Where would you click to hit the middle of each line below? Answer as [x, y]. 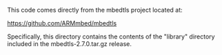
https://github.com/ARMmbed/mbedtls [62, 23]
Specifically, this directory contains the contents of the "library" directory [111, 36]
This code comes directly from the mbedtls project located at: [95, 10]
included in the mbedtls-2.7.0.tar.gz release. [70, 44]
